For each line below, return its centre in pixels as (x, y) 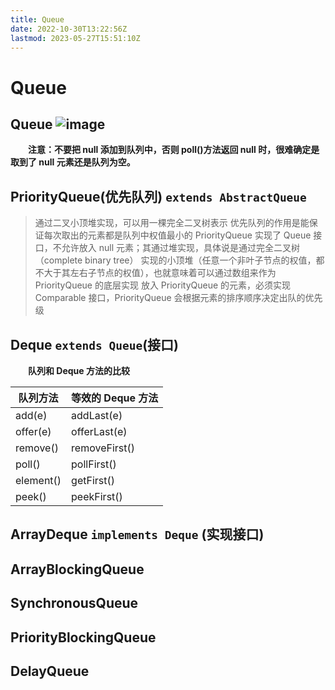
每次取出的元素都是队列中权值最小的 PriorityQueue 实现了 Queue (177, 235)
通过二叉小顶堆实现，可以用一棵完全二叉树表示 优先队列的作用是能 (172, 223)
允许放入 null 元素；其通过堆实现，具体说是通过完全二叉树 (181, 248)
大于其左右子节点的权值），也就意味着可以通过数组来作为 (160, 273)
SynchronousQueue (74, 603)
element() (38, 480)
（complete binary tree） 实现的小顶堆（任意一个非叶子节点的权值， (175, 260)
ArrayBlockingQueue (77, 569)
